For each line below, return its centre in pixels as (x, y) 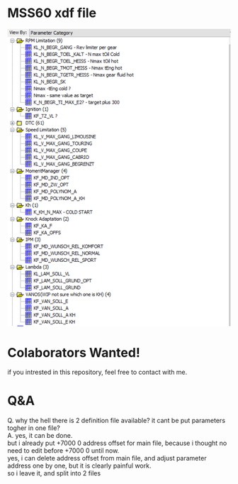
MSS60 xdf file (52, 13)
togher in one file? (34, 428)
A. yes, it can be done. (40, 436)
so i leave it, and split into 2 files (54, 473)
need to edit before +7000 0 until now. (63, 451)
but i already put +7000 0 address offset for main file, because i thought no (117, 443)
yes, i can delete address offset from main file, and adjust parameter (107, 458)
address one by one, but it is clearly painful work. (79, 466)
